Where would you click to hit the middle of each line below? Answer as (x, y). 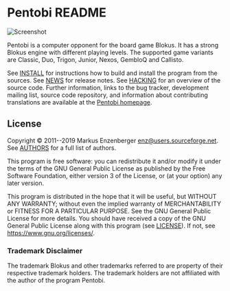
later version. (26, 183)
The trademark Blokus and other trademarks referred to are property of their (115, 266)
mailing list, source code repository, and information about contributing (107, 95)
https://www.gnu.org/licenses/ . (51, 233)
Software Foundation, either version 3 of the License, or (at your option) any (115, 175)
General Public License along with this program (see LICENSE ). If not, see (111, 226)
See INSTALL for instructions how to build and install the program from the (112, 73)
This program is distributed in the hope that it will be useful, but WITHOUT (112, 196)
